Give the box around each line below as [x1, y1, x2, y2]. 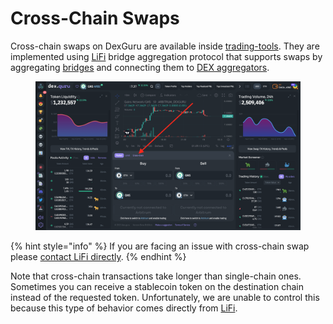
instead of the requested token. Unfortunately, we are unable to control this [10, 292, 320, 304]
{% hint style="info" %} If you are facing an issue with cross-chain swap [10, 240, 310, 252]
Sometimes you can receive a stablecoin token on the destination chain [10, 281, 304, 293]
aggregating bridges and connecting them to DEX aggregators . [10, 61, 270, 73]
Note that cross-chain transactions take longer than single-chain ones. [10, 270, 302, 282]
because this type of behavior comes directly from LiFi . [10, 302, 238, 314]
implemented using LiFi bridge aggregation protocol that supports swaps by [10, 50, 323, 62]
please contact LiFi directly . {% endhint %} [10, 251, 187, 263]
